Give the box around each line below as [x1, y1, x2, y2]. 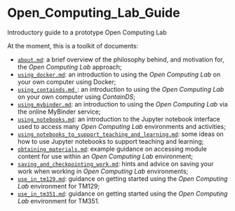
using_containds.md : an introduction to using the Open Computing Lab [17, 85, 224, 93]
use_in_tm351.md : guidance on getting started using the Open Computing [17, 189, 228, 198]
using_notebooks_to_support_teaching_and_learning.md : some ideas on [17, 130, 224, 138]
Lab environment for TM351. [17, 196, 100, 205]
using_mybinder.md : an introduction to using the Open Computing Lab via [17, 100, 228, 108]
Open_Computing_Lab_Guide [7, 5, 180, 21]
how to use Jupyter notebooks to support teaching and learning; [17, 137, 204, 145]
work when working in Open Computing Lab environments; [17, 167, 189, 175]
